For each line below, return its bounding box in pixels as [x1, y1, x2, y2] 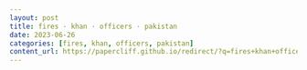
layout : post [9, 13, 59, 23]
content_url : [9, 47, 59, 56]
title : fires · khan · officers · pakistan [9, 22, 178, 31]
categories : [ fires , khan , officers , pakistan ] [9, 38, 195, 48]
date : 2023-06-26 [9, 30, 76, 39]
